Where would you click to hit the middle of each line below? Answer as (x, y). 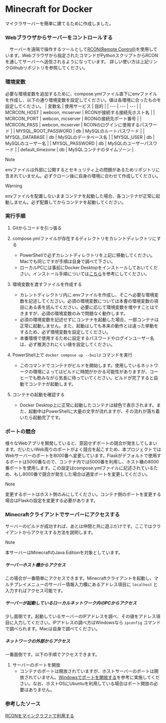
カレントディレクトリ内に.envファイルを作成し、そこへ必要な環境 (87, 295)
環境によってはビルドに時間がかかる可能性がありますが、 (91, 371)
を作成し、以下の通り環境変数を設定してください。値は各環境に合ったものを (83, 100)
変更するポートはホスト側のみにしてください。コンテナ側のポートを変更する (83, 495)
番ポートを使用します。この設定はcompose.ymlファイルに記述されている (79, 468)
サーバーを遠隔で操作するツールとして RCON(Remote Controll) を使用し (81, 49)
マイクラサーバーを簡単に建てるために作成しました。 (59, 23)
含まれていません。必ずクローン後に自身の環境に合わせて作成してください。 (83, 176)
